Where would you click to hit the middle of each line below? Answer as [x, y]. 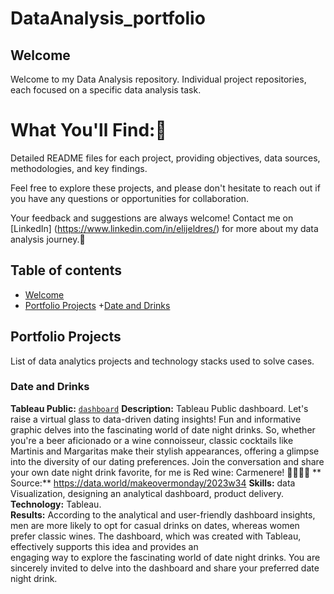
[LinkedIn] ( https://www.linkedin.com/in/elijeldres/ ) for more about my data [164, 228]
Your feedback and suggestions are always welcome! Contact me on [152, 218]
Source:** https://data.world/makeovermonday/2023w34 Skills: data [153, 483]
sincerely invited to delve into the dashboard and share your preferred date [165, 568]
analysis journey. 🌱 [48, 239]
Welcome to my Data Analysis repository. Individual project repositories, [158, 79]
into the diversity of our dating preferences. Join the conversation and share [167, 461]
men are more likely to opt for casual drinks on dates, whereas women [155, 525]
